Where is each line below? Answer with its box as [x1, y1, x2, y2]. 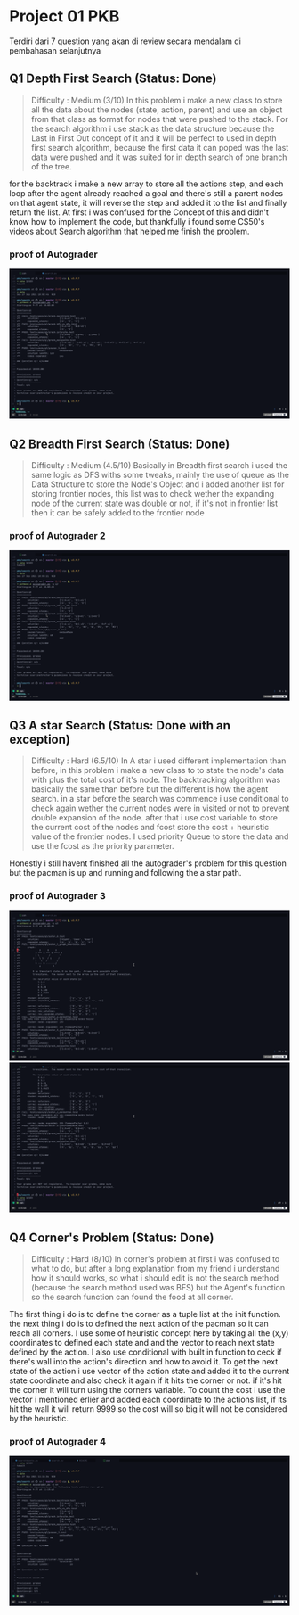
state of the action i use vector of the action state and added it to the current [9, 1365, 290, 1376]
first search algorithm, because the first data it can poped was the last [30, 142, 289, 152]
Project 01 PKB [9, 6, 120, 27]
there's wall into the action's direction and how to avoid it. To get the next [9, 1355, 279, 1366]
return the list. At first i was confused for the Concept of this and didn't [9, 207, 270, 218]
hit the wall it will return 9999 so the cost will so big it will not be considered [9, 1403, 287, 1414]
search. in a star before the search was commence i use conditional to [30, 794, 289, 804]
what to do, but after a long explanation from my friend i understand [30, 1263, 280, 1273]
